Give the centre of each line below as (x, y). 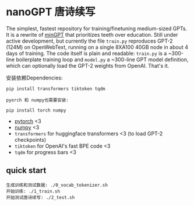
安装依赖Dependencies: (34, 78)
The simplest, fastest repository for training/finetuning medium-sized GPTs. (97, 28)
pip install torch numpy (36, 110)
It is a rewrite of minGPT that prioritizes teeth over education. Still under (92, 34)
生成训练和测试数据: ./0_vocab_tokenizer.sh (57, 185)
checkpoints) (30, 139)
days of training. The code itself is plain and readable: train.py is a (87, 53)
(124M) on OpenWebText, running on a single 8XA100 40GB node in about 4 (97, 47)
